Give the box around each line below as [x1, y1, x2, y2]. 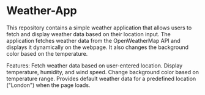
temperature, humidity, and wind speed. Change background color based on [6, 68, 199, 75]
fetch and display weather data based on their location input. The [6, 30, 171, 37]
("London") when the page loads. [6, 81, 91, 89]
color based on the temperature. [6, 50, 88, 57]
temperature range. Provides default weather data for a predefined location [6, 75, 196, 82]
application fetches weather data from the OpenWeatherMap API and [6, 37, 181, 44]
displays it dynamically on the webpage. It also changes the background [6, 44, 188, 51]
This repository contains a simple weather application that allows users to [6, 24, 192, 31]
